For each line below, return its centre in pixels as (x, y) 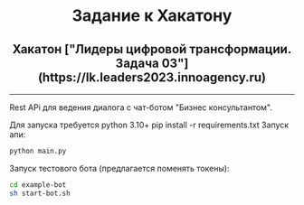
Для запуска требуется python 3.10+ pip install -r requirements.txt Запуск (149, 125)
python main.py (38, 151)
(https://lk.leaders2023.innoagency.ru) (152, 77)
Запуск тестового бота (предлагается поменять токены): (119, 168)
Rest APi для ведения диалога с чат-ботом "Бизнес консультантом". (141, 107)
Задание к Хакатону (152, 16)
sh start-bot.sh (40, 193)
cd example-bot (38, 185)
